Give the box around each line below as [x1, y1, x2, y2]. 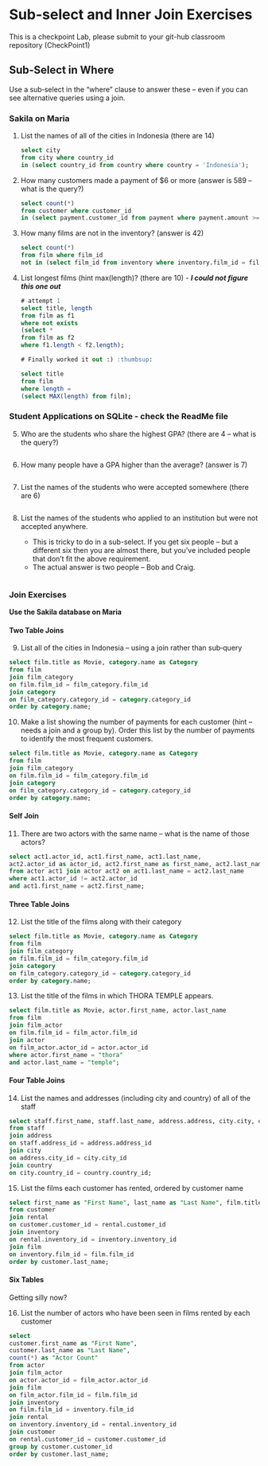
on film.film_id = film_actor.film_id [9, 1029, 138, 1036]
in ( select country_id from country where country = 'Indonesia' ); [20, 161, 250, 169]
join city [9, 1147, 42, 1155]
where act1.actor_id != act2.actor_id [9, 875, 138, 883]
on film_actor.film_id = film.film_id [9, 1390, 138, 1399]
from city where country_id [20, 154, 114, 161]
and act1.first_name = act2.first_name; [9, 882, 146, 890]
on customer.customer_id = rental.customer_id [9, 1221, 166, 1229]
